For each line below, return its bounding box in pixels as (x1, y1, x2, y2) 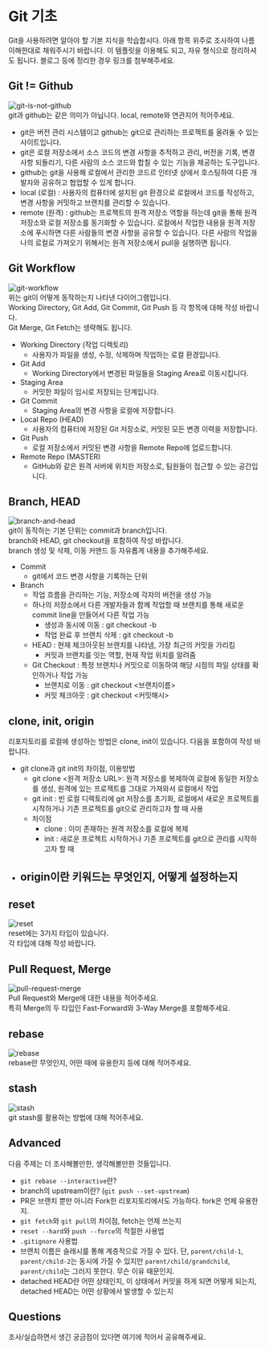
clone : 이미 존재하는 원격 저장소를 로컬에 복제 (43, 824, 189, 834)
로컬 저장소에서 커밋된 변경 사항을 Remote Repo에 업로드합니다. (31, 443, 233, 452)
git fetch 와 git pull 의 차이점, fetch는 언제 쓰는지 (19, 1216, 182, 1225)
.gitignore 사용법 (19, 1236, 78, 1245)
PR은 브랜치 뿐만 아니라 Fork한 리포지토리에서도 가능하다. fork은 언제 (19, 1196, 237, 1205)
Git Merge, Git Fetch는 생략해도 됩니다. (8, 322, 132, 332)
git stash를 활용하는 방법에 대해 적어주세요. (8, 1112, 145, 1122)
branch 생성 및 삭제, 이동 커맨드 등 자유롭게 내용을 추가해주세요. (8, 546, 209, 555)
